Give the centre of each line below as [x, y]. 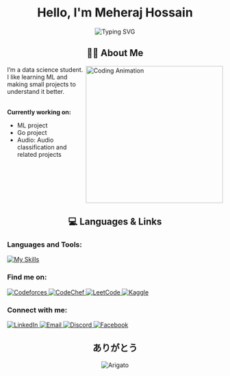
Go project [32, 132]
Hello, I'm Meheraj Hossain [115, 13]
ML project [32, 125]
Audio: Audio [35, 140]
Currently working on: [39, 112]
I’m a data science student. [45, 69]
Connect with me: [37, 310]
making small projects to [42, 84]
